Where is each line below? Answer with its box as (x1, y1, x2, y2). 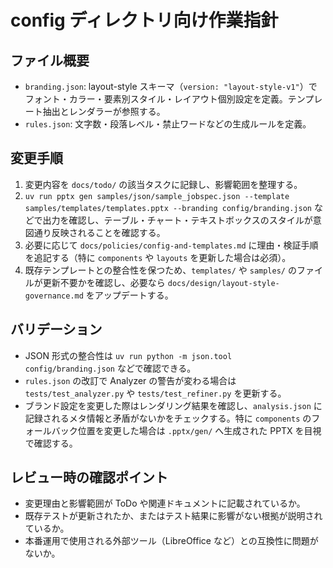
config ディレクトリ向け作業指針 (10, 9, 279, 32)
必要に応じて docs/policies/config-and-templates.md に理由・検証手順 (24, 239, 319, 251)
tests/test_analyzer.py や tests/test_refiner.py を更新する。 (24, 387, 287, 399)
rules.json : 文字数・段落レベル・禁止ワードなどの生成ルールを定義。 (24, 118, 312, 130)
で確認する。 (24, 437, 78, 449)
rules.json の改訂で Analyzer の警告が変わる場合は (24, 374, 237, 386)
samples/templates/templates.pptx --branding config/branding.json (24, 203, 312, 213)
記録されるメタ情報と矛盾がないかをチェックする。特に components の (24, 412, 312, 424)
